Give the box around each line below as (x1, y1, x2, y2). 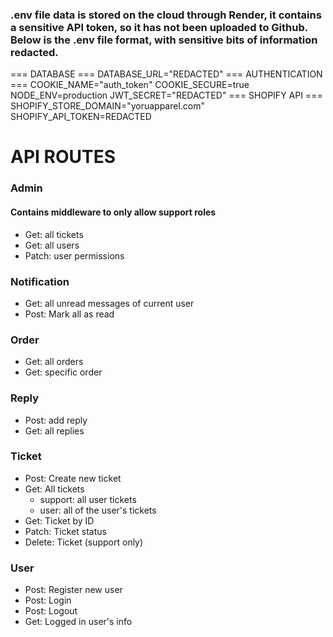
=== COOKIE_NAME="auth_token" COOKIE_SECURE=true (10, 79, 250, 91)
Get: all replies (24, 424, 85, 437)
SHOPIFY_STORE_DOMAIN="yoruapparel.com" (10, 100, 206, 112)
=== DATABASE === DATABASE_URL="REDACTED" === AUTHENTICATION (10, 68, 323, 80)
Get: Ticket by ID (24, 514, 95, 527)
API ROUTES (10, 146, 117, 168)
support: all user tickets (39, 493, 137, 505)
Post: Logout (24, 605, 78, 617)
